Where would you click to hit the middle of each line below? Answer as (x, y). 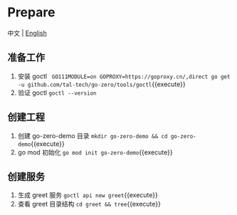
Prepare (31, 12)
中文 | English (27, 33)
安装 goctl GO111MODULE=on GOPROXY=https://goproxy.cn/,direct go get (124, 76)
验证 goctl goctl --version (57, 93)
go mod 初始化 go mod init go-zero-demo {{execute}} (95, 152)
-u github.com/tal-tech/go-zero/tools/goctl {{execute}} (102, 84)
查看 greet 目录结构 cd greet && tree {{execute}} (89, 204)
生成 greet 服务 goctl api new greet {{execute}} (88, 195)
